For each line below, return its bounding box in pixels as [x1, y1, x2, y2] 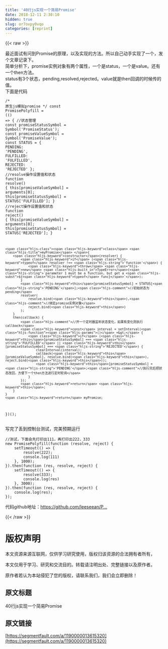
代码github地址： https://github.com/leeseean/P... [5, 503, 107, 509]
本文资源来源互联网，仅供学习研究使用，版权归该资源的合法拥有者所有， [5, 550, 155, 557]
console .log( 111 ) [23, 454, 59, 459]
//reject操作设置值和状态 [5, 204, 54, 209]
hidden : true [5, 17, 33, 22]
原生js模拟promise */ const [5, 104, 61, 109]
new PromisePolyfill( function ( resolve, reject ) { [5, 441, 114, 446]
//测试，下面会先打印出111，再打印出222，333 [5, 437, 90, 442]
